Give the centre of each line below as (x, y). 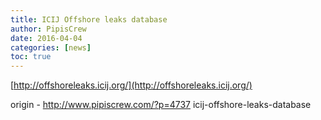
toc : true (31, 57)
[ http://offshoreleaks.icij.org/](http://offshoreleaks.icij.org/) (131, 85)
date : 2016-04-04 (46, 38)
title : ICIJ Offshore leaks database (89, 19)
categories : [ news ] (51, 47)
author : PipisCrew (48, 29)
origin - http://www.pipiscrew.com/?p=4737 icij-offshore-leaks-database (161, 105)
